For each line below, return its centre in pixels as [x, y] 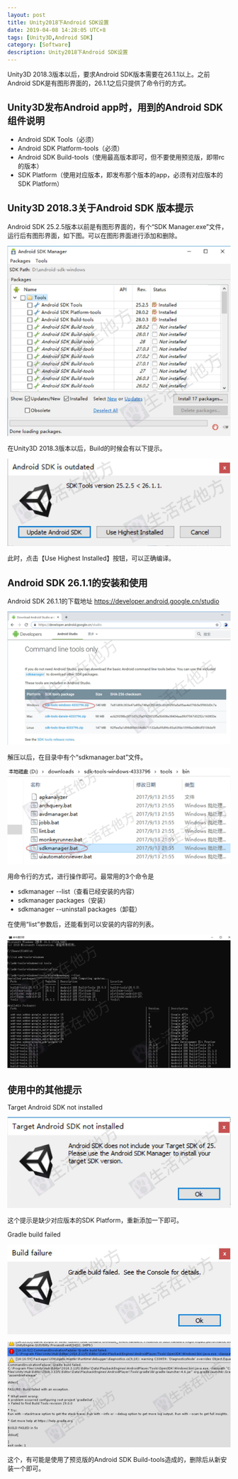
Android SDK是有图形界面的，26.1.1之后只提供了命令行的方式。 [99, 83]
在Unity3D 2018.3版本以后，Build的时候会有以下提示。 [87, 448]
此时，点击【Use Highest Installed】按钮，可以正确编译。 [91, 558]
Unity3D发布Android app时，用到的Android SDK [115, 107]
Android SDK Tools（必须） [57, 139]
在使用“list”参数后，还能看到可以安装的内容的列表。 [83, 924]
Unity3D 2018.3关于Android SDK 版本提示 [101, 208]
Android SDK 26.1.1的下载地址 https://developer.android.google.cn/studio [113, 601]
